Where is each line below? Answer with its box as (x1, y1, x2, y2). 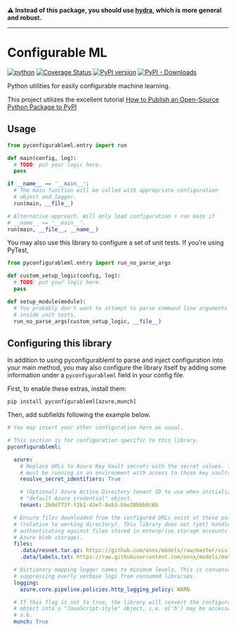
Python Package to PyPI (7, 102, 77, 111)
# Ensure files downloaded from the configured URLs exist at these (13, 514, 218, 521)
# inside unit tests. (13, 311, 77, 318)
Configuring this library (7, 337, 112, 349)
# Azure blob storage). (13, 534, 83, 541)
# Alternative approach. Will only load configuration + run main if (7, 213, 216, 220)
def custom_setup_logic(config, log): (7, 273, 121, 280)
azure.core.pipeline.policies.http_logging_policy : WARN (20, 586, 190, 593)
